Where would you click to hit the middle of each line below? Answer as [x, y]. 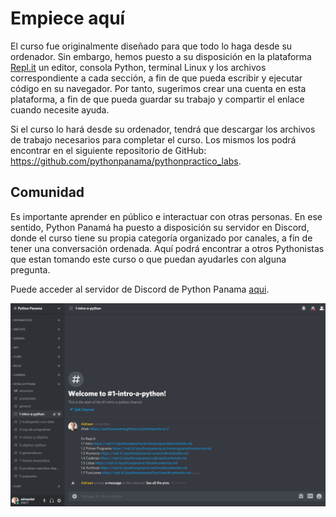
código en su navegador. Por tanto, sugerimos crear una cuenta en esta [158, 88]
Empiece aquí [68, 18]
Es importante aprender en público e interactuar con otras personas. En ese [166, 216]
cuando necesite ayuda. [60, 109]
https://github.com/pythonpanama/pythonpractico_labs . [126, 161]
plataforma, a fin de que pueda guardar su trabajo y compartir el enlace [157, 99]
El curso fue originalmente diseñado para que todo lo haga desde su [151, 46]
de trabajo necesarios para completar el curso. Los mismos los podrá [153, 139]
